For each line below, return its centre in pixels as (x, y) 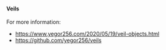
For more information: (34, 22)
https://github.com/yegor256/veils (58, 40)
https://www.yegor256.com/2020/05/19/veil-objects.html (87, 34)
